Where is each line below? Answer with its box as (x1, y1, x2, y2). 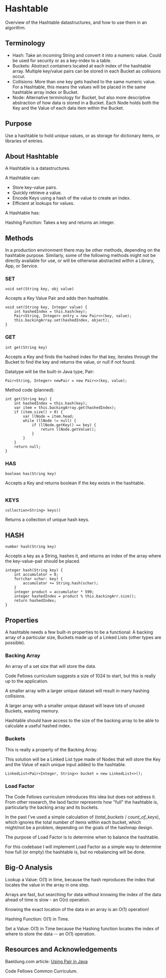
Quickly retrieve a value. (12, 190, 62, 196)
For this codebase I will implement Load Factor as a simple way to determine (5, 844, 162, 849)
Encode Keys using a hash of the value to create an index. (12, 195, 131, 201)
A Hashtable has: (5, 210, 40, 216)
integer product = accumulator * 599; (14, 589, 94, 594)
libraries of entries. (5, 137, 44, 144)
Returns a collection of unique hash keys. (5, 517, 90, 522)
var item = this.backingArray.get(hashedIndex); (14, 405, 116, 410)
